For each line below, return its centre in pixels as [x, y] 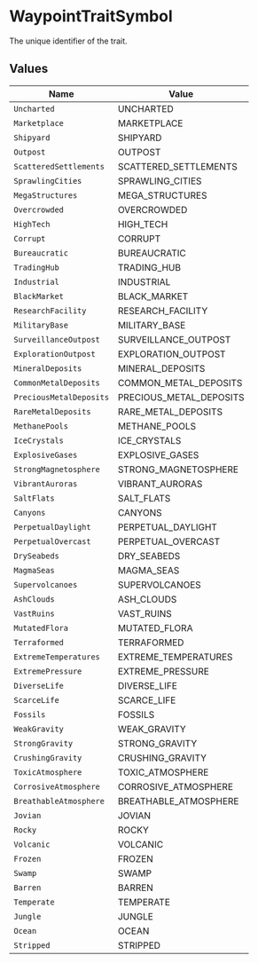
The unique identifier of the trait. [68, 41]
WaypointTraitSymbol [91, 16]
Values [29, 69]
